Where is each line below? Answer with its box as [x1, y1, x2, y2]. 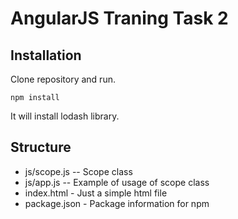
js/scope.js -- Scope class [24, 165, 133, 177]
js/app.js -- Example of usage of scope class [24, 176, 210, 188]
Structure [10, 139, 72, 156]
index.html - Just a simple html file [24, 187, 168, 199]
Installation [10, 47, 82, 64]
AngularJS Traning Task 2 [10, 7, 229, 30]
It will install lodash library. [10, 110, 120, 122]
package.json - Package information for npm [24, 197, 210, 209]
